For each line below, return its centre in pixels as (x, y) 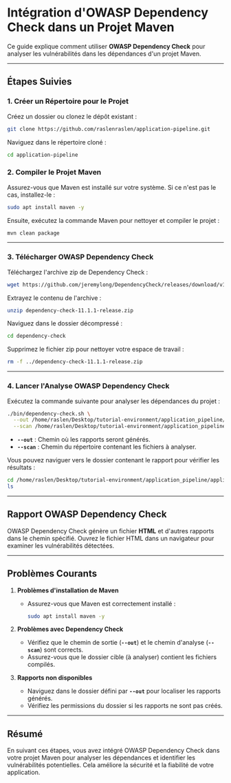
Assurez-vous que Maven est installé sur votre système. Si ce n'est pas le (112, 187)
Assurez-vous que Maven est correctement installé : (101, 603)
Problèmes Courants (52, 573)
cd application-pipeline (43, 155)
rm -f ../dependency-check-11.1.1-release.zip (75, 362)
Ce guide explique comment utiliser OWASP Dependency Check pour (106, 46)
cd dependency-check (37, 336)
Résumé (25, 734)
